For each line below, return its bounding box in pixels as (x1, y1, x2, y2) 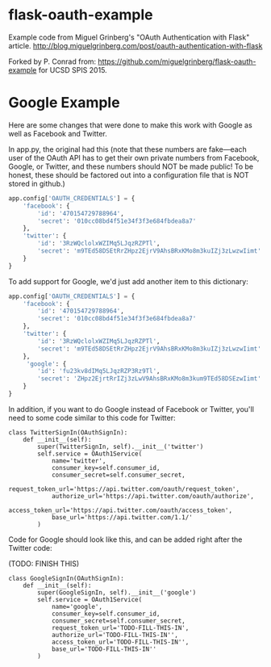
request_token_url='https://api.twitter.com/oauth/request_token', (8, 485, 240, 493)
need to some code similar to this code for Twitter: (8, 413, 176, 422)
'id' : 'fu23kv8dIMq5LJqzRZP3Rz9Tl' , (37, 367, 161, 375)
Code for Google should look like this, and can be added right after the (8, 535, 243, 544)
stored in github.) (8, 178, 66, 188)
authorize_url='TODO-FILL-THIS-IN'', (51, 631, 179, 639)
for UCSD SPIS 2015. (38, 65, 107, 74)
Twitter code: (8, 543, 52, 552)
